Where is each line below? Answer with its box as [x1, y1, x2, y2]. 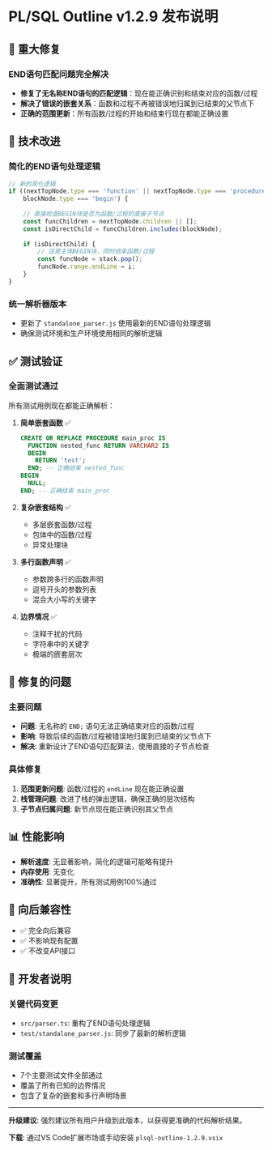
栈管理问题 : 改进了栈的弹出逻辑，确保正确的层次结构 [19, 794, 195, 803]
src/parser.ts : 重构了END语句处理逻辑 [19, 1018, 151, 1029]
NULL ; [28, 479, 46, 488]
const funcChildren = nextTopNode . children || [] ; [23, 217, 198, 225]
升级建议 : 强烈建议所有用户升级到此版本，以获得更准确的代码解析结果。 [8, 1115, 247, 1126]
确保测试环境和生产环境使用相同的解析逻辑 [19, 329, 163, 339]
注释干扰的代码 [32, 628, 83, 638]
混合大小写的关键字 [32, 594, 97, 604]
